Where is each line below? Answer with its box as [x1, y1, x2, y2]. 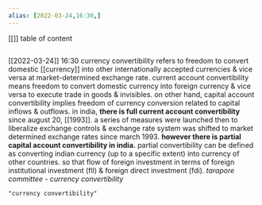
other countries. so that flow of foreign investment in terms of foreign [8, 157, 235, 167]
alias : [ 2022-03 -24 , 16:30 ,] [8, 11, 102, 20]
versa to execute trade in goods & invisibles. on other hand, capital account [8, 89, 255, 99]
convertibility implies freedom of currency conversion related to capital [8, 98, 241, 107]
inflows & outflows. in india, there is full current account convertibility [8, 106, 241, 116]
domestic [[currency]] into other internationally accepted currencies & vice [8, 64, 253, 74]
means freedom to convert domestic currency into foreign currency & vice [8, 81, 252, 91]
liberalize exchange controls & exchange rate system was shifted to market [8, 123, 254, 133]
